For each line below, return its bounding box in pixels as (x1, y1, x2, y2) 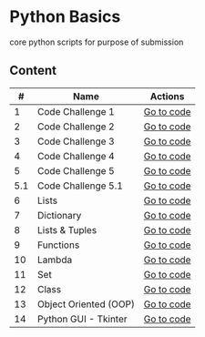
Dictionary (37, 209, 82, 221)
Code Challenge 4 (37, 149, 116, 162)
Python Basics (9, 6, 121, 27)
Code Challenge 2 (37, 120, 116, 133)
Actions (149, 89, 185, 102)
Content (9, 63, 57, 78)
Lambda (37, 253, 73, 266)
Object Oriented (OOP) (37, 298, 135, 311)
